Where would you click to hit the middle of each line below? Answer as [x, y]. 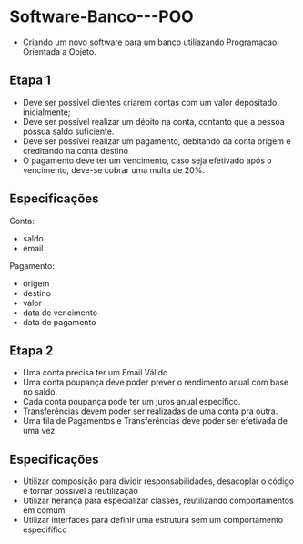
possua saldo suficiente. [68, 131]
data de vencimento [60, 313]
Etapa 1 [30, 81]
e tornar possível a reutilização [80, 491]
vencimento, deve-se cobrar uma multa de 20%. [113, 169]
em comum [44, 510]
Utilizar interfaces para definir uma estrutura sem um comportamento [153, 520]
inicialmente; [46, 112]
